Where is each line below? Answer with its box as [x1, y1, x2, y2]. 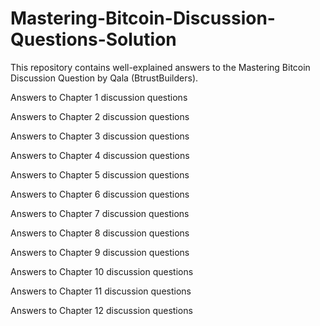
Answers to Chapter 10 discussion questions [10, 265, 194, 277]
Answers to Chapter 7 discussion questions [10, 207, 190, 219]
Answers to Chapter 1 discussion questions [10, 91, 188, 103]
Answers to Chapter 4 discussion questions [10, 149, 190, 161]
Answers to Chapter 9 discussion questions [10, 246, 190, 258]
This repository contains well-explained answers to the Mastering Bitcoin [10, 61, 311, 73]
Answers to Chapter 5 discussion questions [10, 168, 190, 181]
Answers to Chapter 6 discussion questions [10, 188, 190, 200]
